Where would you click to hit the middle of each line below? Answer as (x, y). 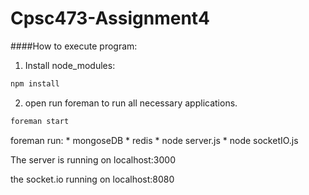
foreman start (40, 121)
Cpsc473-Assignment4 (110, 18)
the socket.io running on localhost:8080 (92, 179)
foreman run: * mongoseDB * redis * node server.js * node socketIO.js (154, 140)
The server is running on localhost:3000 (93, 159)
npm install (35, 83)
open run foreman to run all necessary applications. (131, 103)
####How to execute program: (74, 46)
